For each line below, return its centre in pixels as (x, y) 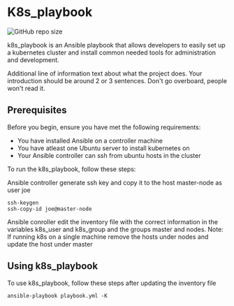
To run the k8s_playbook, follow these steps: (72, 169)
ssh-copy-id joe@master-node (50, 209)
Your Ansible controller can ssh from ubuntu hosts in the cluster (109, 155)
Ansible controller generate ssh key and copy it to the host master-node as (115, 182)
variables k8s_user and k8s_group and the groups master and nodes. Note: (115, 229)
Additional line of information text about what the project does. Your (105, 73)
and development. (33, 59)
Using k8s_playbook (53, 266)
